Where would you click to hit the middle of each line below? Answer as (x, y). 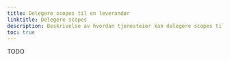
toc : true (21, 32)
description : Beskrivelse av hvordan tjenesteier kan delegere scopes (110, 26)
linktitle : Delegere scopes (47, 20)
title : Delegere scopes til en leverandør (68, 13)
